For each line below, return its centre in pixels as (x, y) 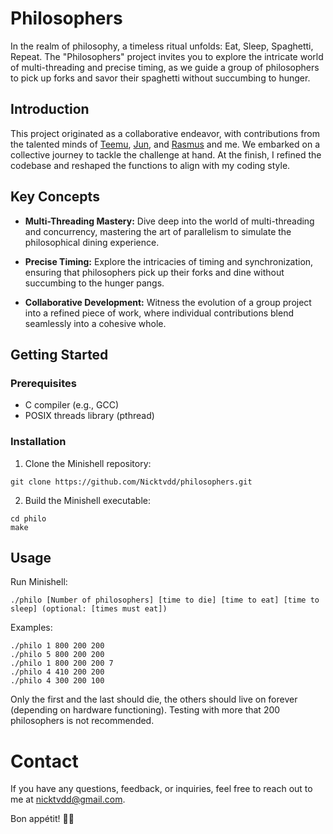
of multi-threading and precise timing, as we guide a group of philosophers (165, 67)
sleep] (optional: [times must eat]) (89, 609)
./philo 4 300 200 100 (57, 681)
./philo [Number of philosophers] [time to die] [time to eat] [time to (165, 600)
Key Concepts (55, 197)
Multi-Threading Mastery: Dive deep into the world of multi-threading (169, 221)
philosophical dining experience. (92, 242)
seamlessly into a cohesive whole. (95, 323)
